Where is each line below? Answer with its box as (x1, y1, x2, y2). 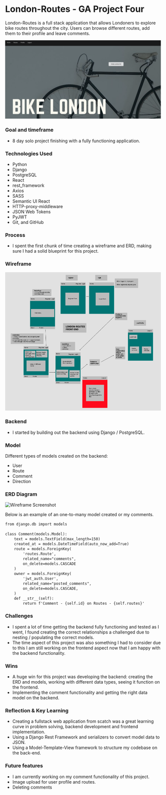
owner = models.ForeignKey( (14, 571, 72, 577)
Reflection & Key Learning (5, 707, 69, 714)
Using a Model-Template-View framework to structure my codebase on (12, 744, 158, 751)
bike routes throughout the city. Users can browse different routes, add (5, 25, 150, 31)
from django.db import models (5, 522, 68, 527)
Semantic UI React (12, 198, 50, 204)
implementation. (12, 729, 45, 735)
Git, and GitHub (12, 219, 44, 225)
